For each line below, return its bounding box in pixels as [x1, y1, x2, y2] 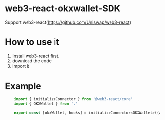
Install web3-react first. [12, 53, 60, 59]
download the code [12, 58, 52, 64]
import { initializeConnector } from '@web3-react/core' [14, 96, 133, 101]
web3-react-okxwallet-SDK [5, 3, 121, 14]
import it [12, 63, 29, 69]
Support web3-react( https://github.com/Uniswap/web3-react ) [5, 19, 131, 25]
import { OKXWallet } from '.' [14, 101, 78, 106]
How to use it [5, 36, 60, 48]
